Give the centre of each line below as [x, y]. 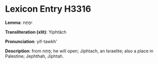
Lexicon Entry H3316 [48, 9]
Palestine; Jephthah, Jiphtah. [34, 56]
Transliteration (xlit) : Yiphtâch [36, 32]
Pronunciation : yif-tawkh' [31, 41]
